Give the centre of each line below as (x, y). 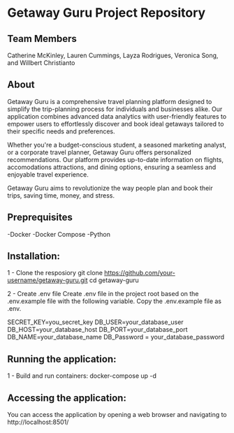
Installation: (34, 256)
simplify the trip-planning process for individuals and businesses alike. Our (115, 109)
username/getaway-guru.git (48, 280)
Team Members (42, 39)
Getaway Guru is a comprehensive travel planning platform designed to (110, 101)
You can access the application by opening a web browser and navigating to (117, 415)
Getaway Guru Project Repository (107, 13)
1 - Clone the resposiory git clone (55, 273)
